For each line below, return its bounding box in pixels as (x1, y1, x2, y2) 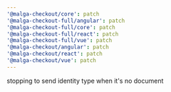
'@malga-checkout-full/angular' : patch (6, 17, 125, 24)
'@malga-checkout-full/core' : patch (6, 24, 115, 31)
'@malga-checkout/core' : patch (6, 10, 100, 18)
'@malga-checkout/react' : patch (6, 51, 103, 58)
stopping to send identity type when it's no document (6, 76, 164, 85)
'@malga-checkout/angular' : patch (6, 44, 110, 51)
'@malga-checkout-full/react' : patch (6, 30, 119, 38)
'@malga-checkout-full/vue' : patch (6, 37, 113, 44)
